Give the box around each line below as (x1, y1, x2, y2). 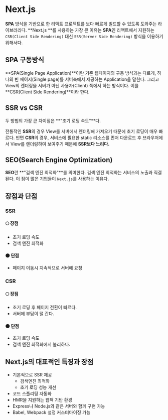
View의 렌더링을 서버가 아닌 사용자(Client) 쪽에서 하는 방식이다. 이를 (5, 82, 139, 88)
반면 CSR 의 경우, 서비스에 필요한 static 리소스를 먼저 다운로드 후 (16, 134, 142, 141)
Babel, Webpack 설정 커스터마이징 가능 (12, 409, 91, 415)
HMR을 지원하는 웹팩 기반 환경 (12, 397, 73, 403)
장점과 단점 (5, 192, 38, 200)
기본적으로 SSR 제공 (12, 372, 52, 378)
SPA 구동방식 (5, 56, 44, 64)
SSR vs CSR (5, 104, 43, 112)
